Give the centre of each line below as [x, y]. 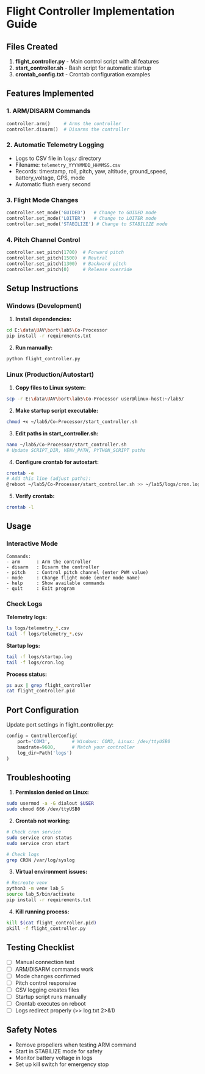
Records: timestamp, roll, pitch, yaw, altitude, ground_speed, [91, 171]
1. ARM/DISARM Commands [49, 111]
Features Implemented [50, 94]
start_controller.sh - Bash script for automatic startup [83, 68]
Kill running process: [42, 912]
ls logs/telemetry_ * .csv [38, 628]
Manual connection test [45, 962]
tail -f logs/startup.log [39, 657]
